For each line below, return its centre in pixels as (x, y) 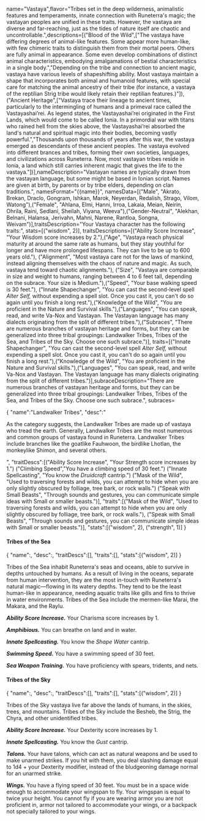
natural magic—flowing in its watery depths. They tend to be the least (94, 586)
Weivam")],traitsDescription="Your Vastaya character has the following (96, 224)
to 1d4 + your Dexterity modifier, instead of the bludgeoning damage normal (102, 767)
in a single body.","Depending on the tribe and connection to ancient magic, (102, 68)
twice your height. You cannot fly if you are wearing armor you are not (95, 798)
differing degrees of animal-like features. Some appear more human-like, (99, 41)
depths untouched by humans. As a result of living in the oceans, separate (100, 574)
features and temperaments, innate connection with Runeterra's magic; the (101, 15)
